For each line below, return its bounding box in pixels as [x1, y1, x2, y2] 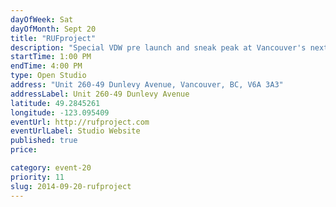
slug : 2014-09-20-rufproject [10, 181, 132, 191]
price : [10, 145, 38, 155]
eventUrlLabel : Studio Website [10, 126, 141, 136]
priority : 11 [10, 172, 65, 182]
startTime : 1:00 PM [10, 52, 92, 62]
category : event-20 [10, 163, 92, 173]
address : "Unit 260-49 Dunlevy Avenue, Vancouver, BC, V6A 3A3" [10, 80, 284, 90]
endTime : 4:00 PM [10, 61, 83, 71]
